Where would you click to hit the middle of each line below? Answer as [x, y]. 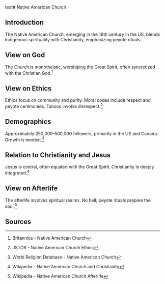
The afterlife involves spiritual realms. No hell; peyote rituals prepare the [78, 200]
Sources [18, 221]
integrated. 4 [17, 172]
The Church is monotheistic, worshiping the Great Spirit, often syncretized [80, 67]
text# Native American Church [36, 7]
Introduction [25, 22]
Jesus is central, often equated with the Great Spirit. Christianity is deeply [80, 167]
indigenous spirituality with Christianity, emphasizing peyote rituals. [73, 39]
